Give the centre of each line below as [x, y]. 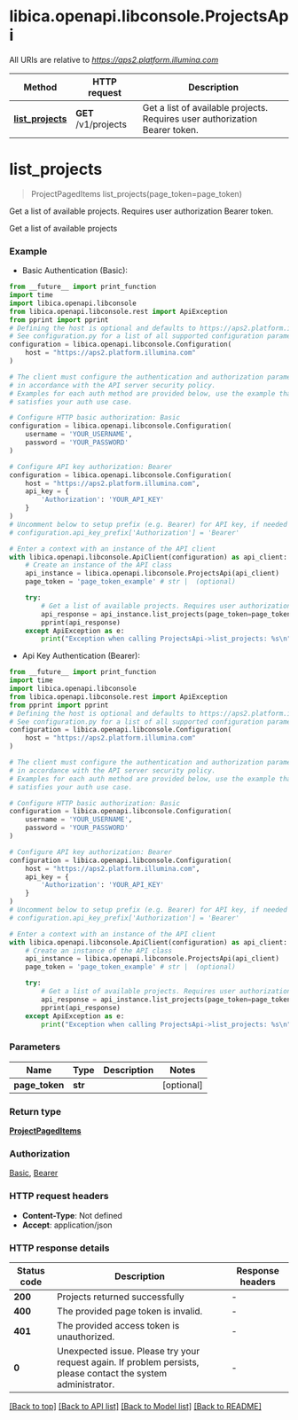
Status [31, 1270]
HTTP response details [59, 1248]
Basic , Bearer [34, 1173]
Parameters [35, 1047]
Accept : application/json [67, 1225]
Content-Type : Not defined [72, 1215]
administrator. [86, 1384]
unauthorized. [86, 1337]
